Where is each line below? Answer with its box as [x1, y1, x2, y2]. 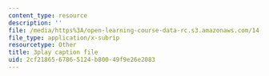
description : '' [8, 19, 62, 27]
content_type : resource [8, 11, 88, 20]
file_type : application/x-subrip [8, 33, 120, 42]
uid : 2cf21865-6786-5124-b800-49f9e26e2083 [8, 56, 156, 64]
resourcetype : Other [8, 41, 78, 49]
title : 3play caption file [8, 48, 98, 56]
